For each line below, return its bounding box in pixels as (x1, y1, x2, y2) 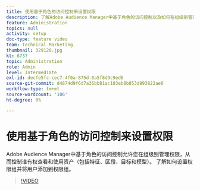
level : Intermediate (6, 69, 58, 75)
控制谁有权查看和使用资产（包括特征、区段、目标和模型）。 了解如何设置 (11, 158, 187, 165)
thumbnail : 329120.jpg (6, 47, 62, 53)
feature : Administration (6, 20, 68, 26)
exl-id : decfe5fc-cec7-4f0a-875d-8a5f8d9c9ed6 (6, 75, 124, 81)
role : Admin (6, 64, 36, 70)
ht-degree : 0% (6, 97, 42, 103)
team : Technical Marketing (6, 42, 73, 48)
